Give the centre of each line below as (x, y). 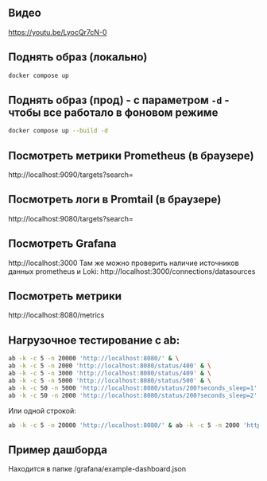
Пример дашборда (58, 450)
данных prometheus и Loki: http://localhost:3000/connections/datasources (132, 271)
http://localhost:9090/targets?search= (71, 175)
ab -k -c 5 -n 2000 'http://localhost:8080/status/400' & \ (110, 366)
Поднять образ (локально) (78, 58)
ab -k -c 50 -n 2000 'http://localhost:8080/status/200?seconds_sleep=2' (133, 395)
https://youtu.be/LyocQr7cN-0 (58, 32)
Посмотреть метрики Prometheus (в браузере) (131, 155)
